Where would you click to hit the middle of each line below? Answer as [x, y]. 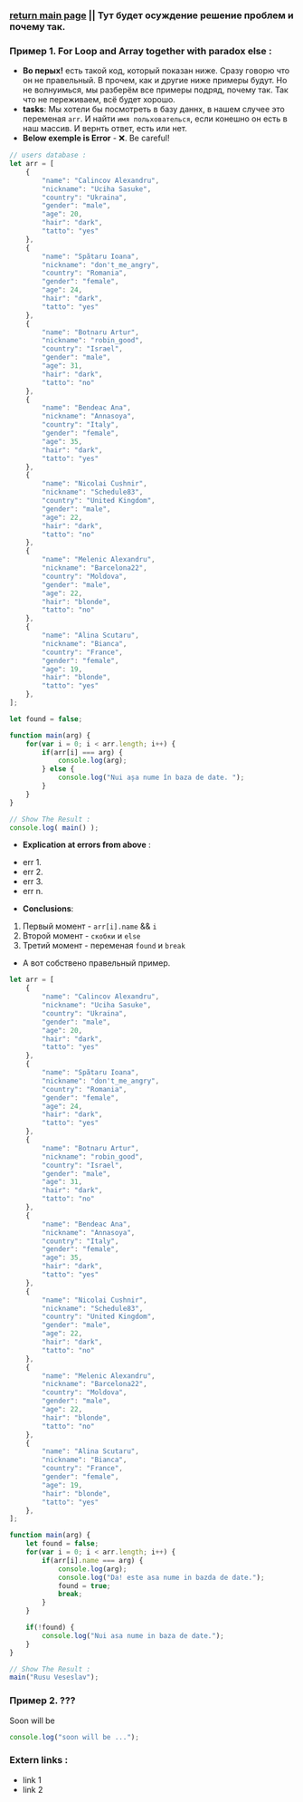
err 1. [32, 862]
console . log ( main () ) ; [54, 828]
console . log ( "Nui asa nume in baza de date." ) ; [133, 1635]
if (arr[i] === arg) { [83, 752]
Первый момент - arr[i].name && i [90, 926]
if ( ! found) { [50, 1628]
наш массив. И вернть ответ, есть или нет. [105, 129]
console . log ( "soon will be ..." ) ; [75, 1737]
